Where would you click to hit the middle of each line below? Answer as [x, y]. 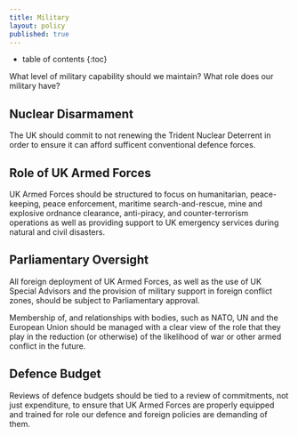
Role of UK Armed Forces [80, 173]
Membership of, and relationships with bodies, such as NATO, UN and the [144, 318]
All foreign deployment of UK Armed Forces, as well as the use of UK [136, 281]
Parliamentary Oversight [79, 260]
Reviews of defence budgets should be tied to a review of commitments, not [149, 395]
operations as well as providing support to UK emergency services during [144, 222]
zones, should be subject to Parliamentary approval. [105, 300]
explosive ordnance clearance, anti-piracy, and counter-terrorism [129, 213]
